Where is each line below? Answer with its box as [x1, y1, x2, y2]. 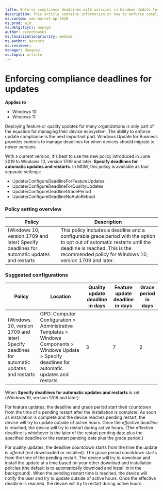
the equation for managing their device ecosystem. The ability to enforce [5, 129, 151, 134]
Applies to [5, 99, 26, 105]
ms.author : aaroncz [5, 39, 45, 44]
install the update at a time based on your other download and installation [5, 459, 152, 466]
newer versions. [5, 144, 37, 150]
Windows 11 [12, 114, 36, 120]
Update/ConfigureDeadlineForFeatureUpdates [12, 178, 105, 184]
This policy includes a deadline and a [60, 227, 145, 233]
